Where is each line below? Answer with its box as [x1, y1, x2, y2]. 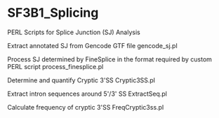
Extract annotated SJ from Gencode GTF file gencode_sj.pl [7, 41, 178, 50]
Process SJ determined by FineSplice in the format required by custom [7, 54, 213, 64]
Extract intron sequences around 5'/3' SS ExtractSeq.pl [7, 89, 167, 98]
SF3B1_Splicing [7, 5, 99, 21]
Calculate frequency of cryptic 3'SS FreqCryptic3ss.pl [7, 103, 164, 111]
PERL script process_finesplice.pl [7, 62, 104, 71]
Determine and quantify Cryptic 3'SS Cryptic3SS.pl [7, 75, 156, 84]
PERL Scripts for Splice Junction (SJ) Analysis [7, 28, 140, 36]
